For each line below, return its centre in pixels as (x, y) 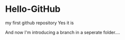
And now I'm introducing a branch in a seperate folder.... (63, 32)
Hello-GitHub (33, 9)
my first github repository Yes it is (39, 23)
